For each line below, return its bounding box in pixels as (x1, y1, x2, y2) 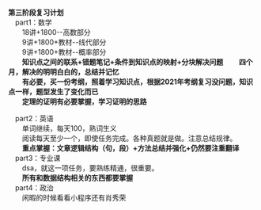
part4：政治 (15, 183, 54, 193)
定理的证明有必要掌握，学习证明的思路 (22, 97, 147, 106)
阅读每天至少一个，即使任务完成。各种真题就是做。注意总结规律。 (22, 134, 237, 143)
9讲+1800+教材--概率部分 (22, 48, 107, 56)
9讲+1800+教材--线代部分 (22, 37, 107, 47)
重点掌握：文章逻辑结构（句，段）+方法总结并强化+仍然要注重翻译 (22, 143, 240, 153)
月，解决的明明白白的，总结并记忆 (8, 67, 119, 76)
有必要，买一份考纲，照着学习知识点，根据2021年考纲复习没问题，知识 (22, 77, 254, 86)
